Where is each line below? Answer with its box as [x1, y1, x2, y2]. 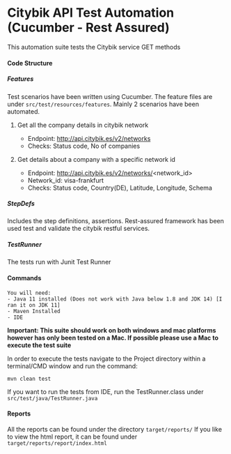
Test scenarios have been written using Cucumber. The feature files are [7, 92, 213, 100]
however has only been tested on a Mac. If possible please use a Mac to [7, 333, 219, 342]
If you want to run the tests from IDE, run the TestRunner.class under [7, 387, 204, 395]
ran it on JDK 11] [7, 301, 61, 308]
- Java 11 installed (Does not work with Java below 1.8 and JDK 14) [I [7, 295, 223, 303]
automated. [7, 107, 40, 116]
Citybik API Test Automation [7, 5, 175, 21]
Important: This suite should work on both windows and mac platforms [7, 326, 216, 334]
